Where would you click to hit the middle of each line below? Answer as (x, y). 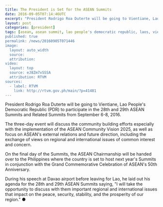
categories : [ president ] (30, 28)
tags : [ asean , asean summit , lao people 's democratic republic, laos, (78, 32)
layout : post (18, 23)
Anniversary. (18, 170)
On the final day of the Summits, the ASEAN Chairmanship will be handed (78, 154)
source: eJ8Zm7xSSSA (30, 73)
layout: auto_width (29, 50)
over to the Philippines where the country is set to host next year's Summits (81, 159)
